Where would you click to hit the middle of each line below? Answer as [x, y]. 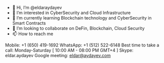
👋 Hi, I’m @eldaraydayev [37, 8]
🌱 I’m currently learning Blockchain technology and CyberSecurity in [82, 18]
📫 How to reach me [33, 34]
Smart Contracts [29, 23]
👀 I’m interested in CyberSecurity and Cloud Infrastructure [71, 13]
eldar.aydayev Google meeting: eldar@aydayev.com [58, 55]
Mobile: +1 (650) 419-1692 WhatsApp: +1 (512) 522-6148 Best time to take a [82, 45]
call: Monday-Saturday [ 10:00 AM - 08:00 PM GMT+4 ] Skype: [69, 50]
